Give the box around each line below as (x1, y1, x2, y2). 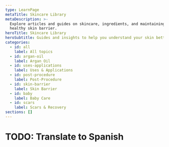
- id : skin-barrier (10, 81, 51, 86)
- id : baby (10, 91, 33, 96)
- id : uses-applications (10, 63, 62, 68)
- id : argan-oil (10, 53, 44, 59)
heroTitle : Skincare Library (5, 30, 66, 35)
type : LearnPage (5, 7, 39, 12)
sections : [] (5, 109, 33, 115)
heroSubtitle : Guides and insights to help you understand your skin (5, 35, 154, 40)
